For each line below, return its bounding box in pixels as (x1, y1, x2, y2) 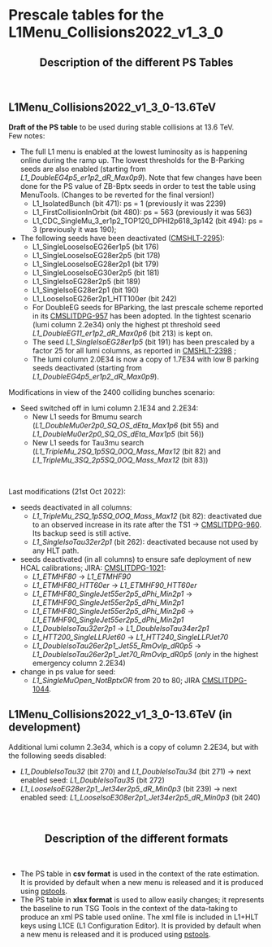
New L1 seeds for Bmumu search (32, 411, 143, 421)
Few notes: (8, 130, 45, 140)
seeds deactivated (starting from (32, 362, 142, 372)
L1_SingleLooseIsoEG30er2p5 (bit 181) (32, 267, 160, 278)
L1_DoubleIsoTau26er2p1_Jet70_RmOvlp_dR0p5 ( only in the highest (32, 649, 258, 659)
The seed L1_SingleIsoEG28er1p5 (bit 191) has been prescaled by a (32, 336, 256, 347)
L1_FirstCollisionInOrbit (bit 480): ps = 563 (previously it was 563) (32, 207, 253, 217)
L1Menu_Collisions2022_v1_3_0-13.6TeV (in (8, 708, 233, 721)
